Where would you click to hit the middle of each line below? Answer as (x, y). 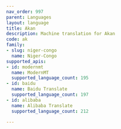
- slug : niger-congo (32, 51)
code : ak (17, 39)
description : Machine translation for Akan (61, 34)
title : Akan (21, 28)
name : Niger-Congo (34, 56)
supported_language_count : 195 (50, 78)
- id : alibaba (24, 100)
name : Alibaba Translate (42, 106)
